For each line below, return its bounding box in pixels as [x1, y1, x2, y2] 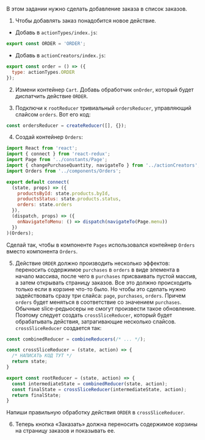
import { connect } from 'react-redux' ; [6, 151, 111, 157]
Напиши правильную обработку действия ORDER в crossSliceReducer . [6, 409, 185, 416]
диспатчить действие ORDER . [15, 92, 88, 99]
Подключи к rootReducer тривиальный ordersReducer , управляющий [15, 104, 192, 112]
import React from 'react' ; [6, 145, 78, 151]
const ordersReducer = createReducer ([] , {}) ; [6, 122, 127, 129]
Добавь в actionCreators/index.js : [15, 51, 106, 59]
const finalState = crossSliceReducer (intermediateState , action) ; [12, 386, 187, 392]
